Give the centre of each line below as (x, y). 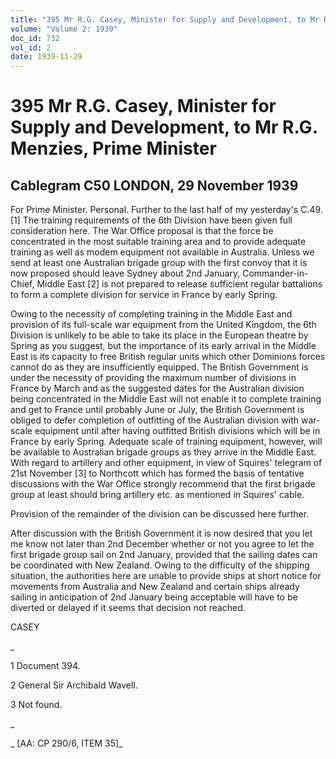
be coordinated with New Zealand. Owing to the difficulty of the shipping (160, 565)
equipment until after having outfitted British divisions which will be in (177, 431)
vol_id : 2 (31, 47)
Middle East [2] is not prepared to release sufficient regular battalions (179, 284)
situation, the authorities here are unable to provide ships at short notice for (166, 576)
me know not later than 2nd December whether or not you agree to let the (162, 544)
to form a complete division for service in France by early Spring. (144, 295)
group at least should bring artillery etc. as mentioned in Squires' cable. (157, 495)
